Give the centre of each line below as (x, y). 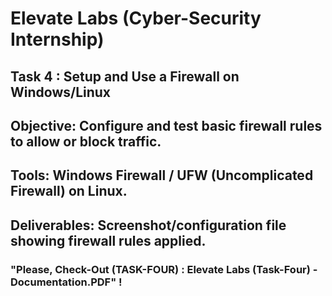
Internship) (57, 39)
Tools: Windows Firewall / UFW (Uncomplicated (162, 175)
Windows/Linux (61, 92)
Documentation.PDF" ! (66, 282)
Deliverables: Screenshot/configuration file (148, 225)
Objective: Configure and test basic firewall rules (166, 125)
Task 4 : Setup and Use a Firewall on (125, 76)
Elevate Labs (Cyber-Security (136, 18)
